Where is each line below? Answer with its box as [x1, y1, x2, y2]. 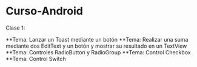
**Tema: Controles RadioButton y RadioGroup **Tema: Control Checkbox [5, 48, 192, 56]
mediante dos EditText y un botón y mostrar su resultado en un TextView [5, 42, 187, 49]
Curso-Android [5, 4, 83, 18]
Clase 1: [5, 24, 25, 31]
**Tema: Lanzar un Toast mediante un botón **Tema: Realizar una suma [5, 36, 189, 43]
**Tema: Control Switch [5, 55, 66, 62]
